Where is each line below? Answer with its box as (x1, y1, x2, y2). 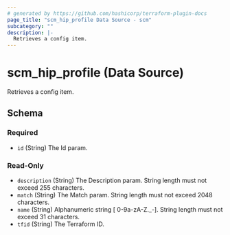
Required (7, 128, 38, 138)
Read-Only (7, 160, 45, 170)
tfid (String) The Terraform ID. (16, 220, 105, 228)
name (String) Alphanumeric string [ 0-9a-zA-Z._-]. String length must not (16, 206, 223, 214)
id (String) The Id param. (16, 143, 88, 151)
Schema (7, 108, 43, 119)
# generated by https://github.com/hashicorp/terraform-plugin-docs (7, 10, 207, 17)
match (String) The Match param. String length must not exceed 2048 (16, 191, 213, 199)
